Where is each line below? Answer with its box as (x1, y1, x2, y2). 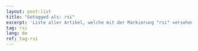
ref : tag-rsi (6, 36, 38, 42)
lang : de (6, 30, 28, 36)
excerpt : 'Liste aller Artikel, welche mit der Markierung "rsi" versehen (6, 19, 194, 25)
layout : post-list (6, 8, 51, 15)
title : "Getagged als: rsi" (6, 14, 75, 20)
